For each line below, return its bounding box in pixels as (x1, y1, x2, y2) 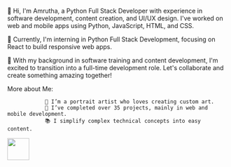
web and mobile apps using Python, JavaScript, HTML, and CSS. (7, 22, 195, 29)
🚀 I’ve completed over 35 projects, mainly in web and (44, 105, 209, 112)
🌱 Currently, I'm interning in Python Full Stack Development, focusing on (7, 35, 216, 44)
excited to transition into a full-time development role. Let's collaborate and (7, 64, 224, 72)
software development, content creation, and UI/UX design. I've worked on (7, 14, 223, 22)
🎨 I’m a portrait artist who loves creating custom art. (44, 98, 215, 105)
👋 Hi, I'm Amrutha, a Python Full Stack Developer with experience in (7, 7, 203, 15)
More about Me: (7, 85, 54, 93)
